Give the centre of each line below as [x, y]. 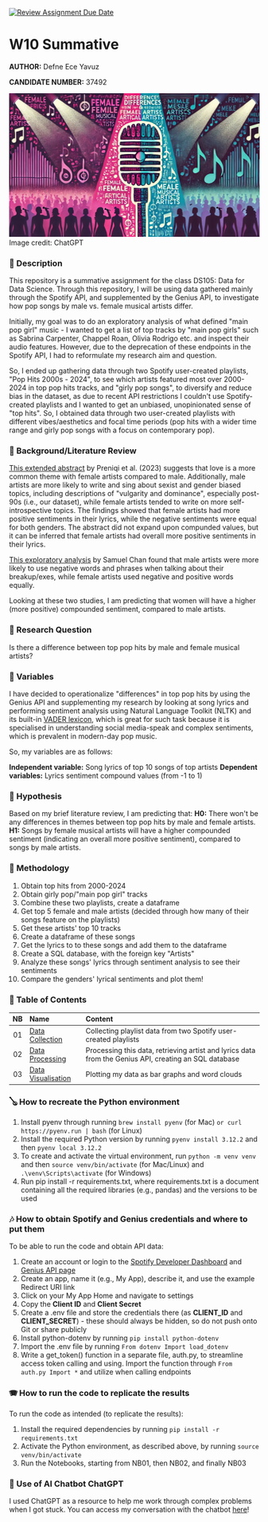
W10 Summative [64, 45]
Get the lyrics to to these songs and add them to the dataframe [124, 944]
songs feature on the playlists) [70, 919]
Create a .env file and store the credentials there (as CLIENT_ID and [132, 1313]
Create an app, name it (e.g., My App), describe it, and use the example [138, 1279]
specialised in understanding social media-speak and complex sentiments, [131, 728]
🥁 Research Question [50, 630]
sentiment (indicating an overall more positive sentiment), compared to [125, 839]
